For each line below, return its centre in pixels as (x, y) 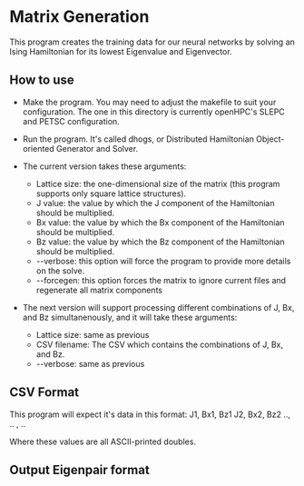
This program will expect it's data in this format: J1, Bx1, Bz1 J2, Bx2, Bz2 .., (150, 414)
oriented (38, 148)
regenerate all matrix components (99, 290)
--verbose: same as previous (90, 363)
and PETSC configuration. (71, 121)
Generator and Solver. (97, 148)
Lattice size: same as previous (93, 334)
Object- (270, 139)
